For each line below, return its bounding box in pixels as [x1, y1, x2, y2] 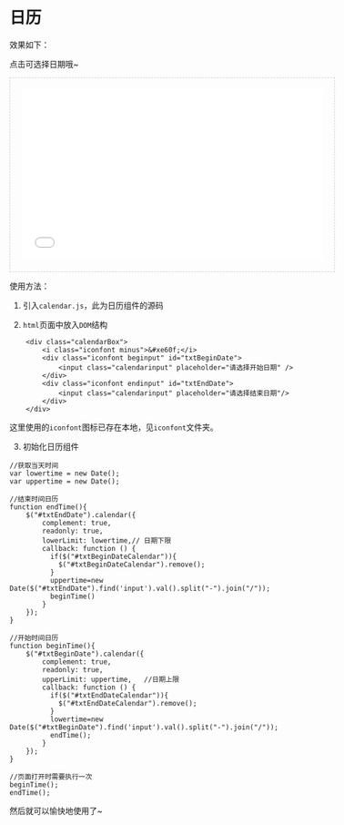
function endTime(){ [9, 502, 88, 512]
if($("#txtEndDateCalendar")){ [49, 690, 169, 700]
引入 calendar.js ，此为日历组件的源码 [22, 300, 164, 311]
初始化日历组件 [22, 441, 79, 452]
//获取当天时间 [9, 461, 59, 470]
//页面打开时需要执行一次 [9, 772, 93, 781]
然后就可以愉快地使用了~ [9, 805, 103, 816]
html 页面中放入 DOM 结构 [22, 319, 107, 330]
